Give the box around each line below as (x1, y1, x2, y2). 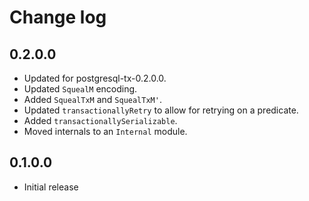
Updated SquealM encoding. (23, 83, 138, 95)
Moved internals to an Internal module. (23, 126, 188, 137)
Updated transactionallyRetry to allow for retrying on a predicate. (23, 104, 299, 116)
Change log (9, 6, 107, 29)
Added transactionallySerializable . (23, 115, 178, 126)
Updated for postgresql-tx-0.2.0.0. (23, 72, 167, 84)
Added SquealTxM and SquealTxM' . (23, 94, 162, 105)
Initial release (23, 181, 79, 193)
